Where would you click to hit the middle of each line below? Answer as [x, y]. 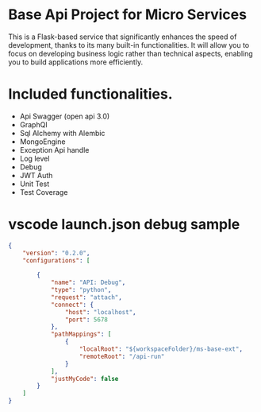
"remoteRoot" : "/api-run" [122, 356]
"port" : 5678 [86, 320]
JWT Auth [36, 175]
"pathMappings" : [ [81, 334]
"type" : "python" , [81, 290]
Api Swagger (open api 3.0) [65, 116]
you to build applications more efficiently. [76, 62]
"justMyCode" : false [84, 379]
